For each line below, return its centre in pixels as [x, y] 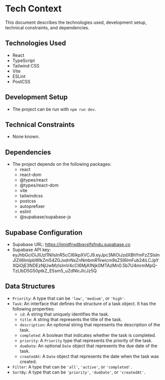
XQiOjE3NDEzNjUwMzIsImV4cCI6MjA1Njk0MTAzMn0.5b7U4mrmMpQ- [85, 265]
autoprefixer [32, 206]
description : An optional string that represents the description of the [90, 324]
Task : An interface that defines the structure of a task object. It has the [84, 304]
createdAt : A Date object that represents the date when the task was [89, 356]
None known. [26, 136]
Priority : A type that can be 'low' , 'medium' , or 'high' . [69, 298]
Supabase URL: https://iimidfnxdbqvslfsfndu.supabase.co [71, 244]
